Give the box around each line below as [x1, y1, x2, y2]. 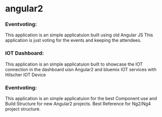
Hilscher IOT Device [5, 72, 46, 78]
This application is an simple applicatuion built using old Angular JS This [5, 32, 153, 38]
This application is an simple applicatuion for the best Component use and [5, 96, 158, 102]
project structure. [5, 106, 41, 112]
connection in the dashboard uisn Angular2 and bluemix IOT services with [5, 66, 157, 72]
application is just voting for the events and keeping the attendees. [5, 37, 142, 43]
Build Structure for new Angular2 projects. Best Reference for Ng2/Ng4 [5, 101, 151, 107]
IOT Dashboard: [5, 50, 44, 57]
